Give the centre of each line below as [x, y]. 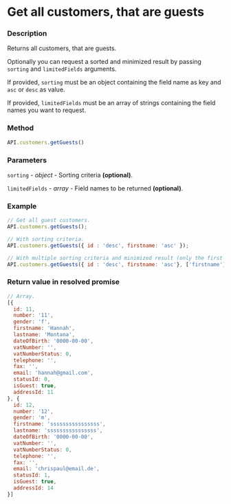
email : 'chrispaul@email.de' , [56, 469]
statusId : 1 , [32, 475]
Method [21, 128]
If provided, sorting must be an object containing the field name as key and [114, 83]
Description [27, 34]
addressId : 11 [33, 392]
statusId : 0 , [32, 380]
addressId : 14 [33, 488]
